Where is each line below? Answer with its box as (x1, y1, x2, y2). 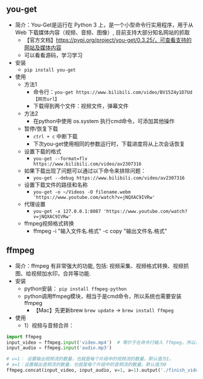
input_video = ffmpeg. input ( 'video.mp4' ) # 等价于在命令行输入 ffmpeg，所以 (6, 339, 196, 346)
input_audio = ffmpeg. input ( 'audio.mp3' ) (6, 345, 112, 351)
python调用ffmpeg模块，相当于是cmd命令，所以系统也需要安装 (24, 292, 182, 300)
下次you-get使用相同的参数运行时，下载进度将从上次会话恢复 (33, 140, 185, 147)
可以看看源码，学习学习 (24, 51, 83, 59)
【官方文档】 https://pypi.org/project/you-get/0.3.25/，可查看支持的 (24, 36, 192, 44)
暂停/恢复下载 (24, 125, 59, 132)
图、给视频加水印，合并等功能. (14, 269, 91, 277)
